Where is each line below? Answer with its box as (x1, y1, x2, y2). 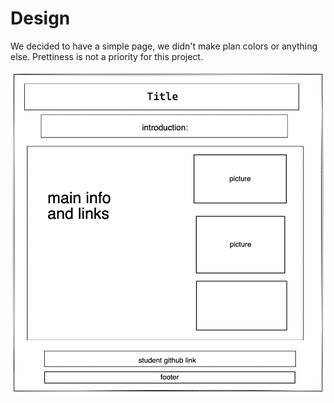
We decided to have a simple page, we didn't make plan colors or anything (10, 40, 318, 52)
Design (10, 7, 71, 30)
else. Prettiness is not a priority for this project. (10, 50, 203, 62)
